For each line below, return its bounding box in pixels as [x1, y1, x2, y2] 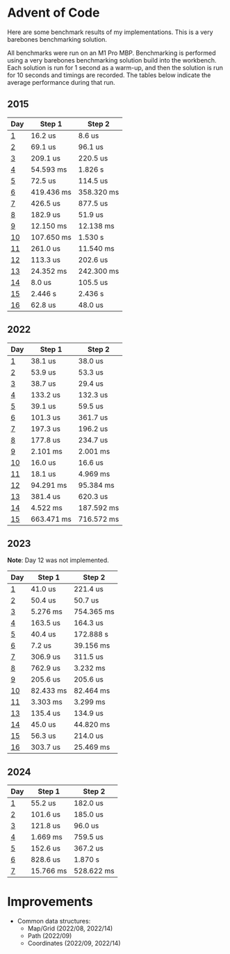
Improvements [7, 894, 93, 910]
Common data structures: [17, 917, 91, 926]
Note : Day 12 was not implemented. [7, 556, 109, 564]
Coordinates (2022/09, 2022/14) [27, 939, 121, 948]
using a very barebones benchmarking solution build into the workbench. [7, 56, 217, 64]
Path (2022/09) [27, 932, 72, 940]
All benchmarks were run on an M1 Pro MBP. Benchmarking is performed [7, 49, 217, 57]
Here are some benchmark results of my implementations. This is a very [7, 28, 213, 36]
